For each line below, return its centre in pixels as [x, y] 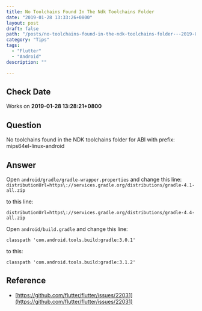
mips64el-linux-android [35, 146]
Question [24, 125]
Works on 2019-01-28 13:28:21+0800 [54, 106]
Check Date [29, 92]
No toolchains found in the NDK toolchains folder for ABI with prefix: [91, 140]
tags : [13, 46]
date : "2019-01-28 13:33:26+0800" [50, 17]
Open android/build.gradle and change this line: [67, 229]
